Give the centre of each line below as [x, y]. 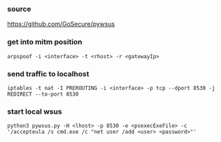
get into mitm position [45, 42]
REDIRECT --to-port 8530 [43, 94]
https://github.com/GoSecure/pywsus [61, 24]
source [19, 9]
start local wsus [35, 112]
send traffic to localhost [48, 73]
